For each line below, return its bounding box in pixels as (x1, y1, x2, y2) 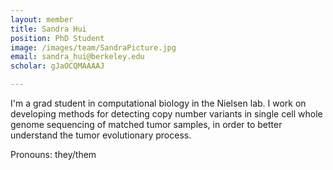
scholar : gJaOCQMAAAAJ (10, 61, 105, 71)
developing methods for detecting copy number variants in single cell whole (10, 108, 323, 120)
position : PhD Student (10, 33, 105, 43)
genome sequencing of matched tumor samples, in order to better (10, 119, 283, 130)
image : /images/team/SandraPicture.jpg (10, 42, 177, 53)
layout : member (10, 14, 74, 25)
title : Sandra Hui (10, 24, 87, 34)
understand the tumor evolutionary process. (10, 129, 192, 141)
